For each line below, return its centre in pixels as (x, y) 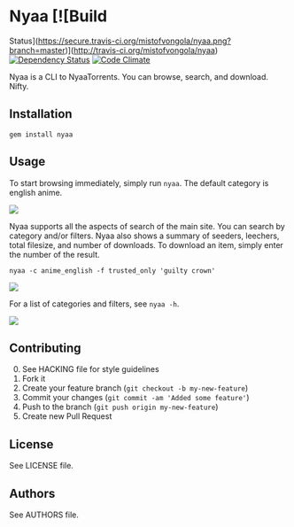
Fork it (34, 379)
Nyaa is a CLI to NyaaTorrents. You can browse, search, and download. (139, 76)
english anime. (36, 192)
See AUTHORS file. (44, 515)
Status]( (23, 41)
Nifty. (19, 86)
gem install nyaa (41, 135)
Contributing (45, 348)
